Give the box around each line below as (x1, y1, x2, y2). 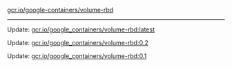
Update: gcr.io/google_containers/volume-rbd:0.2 (7, 39, 148, 46)
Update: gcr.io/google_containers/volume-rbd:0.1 (7, 52, 147, 60)
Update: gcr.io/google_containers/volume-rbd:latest (7, 25, 155, 33)
